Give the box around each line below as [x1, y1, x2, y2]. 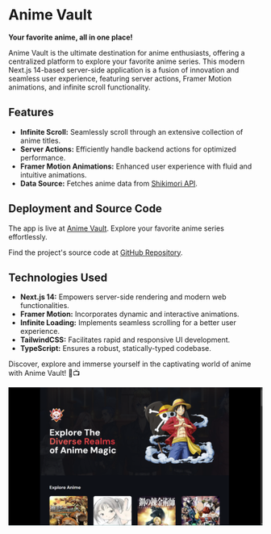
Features [8, 106, 54, 119]
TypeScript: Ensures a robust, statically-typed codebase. [19, 344, 212, 353]
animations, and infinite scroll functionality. [8, 82, 151, 92]
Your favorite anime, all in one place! [8, 32, 133, 42]
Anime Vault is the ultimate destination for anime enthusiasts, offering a [8, 48, 245, 57]
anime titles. [19, 136, 61, 145]
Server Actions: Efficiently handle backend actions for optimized [19, 144, 236, 154]
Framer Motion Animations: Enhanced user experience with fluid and [19, 161, 252, 171]
